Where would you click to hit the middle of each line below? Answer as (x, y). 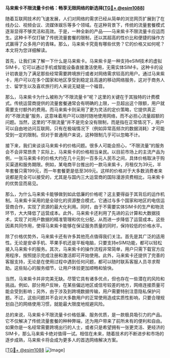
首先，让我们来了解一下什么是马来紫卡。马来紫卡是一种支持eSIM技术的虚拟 (84, 61)
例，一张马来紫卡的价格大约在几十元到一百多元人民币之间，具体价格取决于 (83, 158)
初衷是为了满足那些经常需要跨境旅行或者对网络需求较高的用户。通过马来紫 (87, 73)
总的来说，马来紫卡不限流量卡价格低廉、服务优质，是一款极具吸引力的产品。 (85, 315)
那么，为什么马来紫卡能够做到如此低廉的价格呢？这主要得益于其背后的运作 (83, 194)
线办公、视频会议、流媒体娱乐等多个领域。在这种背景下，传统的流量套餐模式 (85, 25)
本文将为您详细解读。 (27, 50)
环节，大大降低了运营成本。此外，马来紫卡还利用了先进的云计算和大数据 (80, 213)
